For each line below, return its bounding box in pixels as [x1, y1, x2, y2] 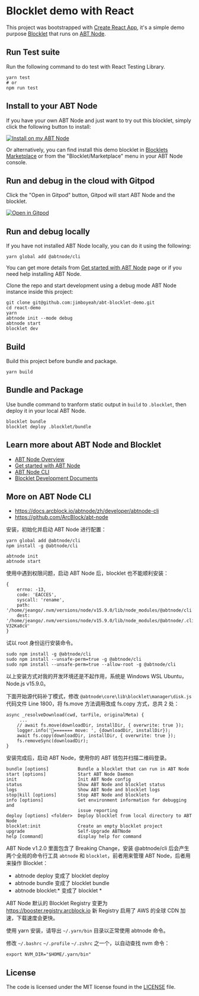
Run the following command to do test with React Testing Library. [6, 63, 166, 70]
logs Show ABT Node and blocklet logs [6, 787, 161, 793]
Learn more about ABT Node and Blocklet [6, 440, 162, 450]
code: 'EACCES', [17, 592, 57, 598]
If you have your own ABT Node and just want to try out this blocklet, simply [6, 117, 191, 124]
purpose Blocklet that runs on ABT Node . [6, 30, 107, 37]
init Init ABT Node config [6, 777, 131, 782]
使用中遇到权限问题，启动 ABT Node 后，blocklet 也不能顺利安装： [6, 569, 169, 577]
